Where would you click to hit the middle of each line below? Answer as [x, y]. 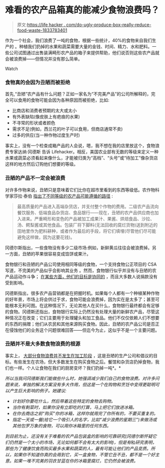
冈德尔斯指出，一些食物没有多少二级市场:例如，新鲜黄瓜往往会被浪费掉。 [79, 248]
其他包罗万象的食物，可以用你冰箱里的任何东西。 [61, 426]
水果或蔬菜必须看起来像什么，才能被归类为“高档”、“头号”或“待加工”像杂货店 [82, 158]
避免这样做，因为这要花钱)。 [46, 237]
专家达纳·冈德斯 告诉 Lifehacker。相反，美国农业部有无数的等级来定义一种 [84, 152]
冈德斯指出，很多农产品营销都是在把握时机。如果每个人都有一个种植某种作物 [82, 293]
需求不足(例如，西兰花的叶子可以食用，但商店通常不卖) [68, 129]
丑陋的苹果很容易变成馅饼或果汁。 [56, 253]
